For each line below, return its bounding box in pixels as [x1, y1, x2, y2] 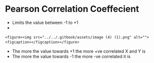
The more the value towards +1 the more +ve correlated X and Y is [12, 48, 146, 54]
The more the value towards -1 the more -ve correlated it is [12, 53, 131, 59]
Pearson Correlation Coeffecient [5, 3, 139, 15]
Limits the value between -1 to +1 [12, 20, 78, 25]
